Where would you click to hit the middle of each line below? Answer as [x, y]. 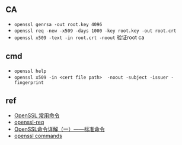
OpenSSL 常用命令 [37, 115]
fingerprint [29, 82]
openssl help [30, 71]
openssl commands [38, 136]
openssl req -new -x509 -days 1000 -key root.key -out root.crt [95, 31]
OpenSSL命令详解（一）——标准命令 [59, 129]
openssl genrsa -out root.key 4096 [58, 24]
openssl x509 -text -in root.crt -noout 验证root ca [79, 37]
